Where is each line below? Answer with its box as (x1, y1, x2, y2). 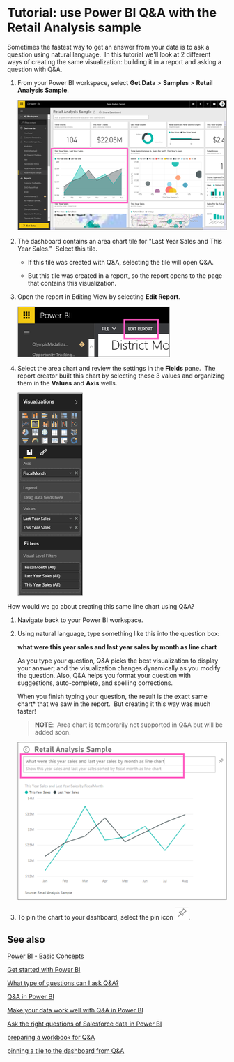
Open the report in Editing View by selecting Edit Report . (17, 293, 181, 301)
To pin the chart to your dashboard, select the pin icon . (17, 913, 191, 922)
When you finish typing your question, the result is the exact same (17, 693, 208, 701)
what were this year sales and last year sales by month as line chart (17, 643, 217, 651)
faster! (17, 707, 36, 716)
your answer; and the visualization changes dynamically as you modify (17, 664, 221, 672)
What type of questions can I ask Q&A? (7, 979, 120, 987)
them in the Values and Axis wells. (17, 379, 118, 388)
